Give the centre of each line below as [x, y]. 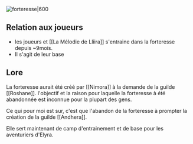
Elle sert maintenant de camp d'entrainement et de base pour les [85, 128]
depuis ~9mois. [34, 48]
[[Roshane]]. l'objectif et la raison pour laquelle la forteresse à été [86, 93]
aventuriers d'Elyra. [30, 135]
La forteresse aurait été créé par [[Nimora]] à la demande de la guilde [91, 87]
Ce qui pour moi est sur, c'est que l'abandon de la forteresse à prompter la [97, 110]
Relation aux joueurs [45, 27]
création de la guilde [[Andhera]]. [47, 117]
